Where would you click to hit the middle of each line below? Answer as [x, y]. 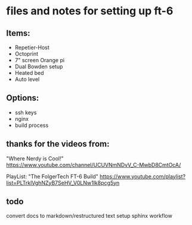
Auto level [27, 79]
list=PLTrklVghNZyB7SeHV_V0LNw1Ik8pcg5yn [63, 183]
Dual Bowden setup [39, 66]
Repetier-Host [32, 47]
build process [32, 125]
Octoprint [27, 54]
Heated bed [29, 73]
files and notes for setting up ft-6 [90, 11]
